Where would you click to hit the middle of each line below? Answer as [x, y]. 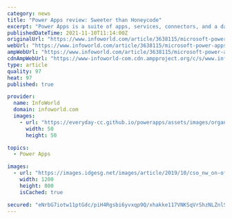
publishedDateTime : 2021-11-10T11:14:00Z [68, 33]
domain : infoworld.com [46, 110]
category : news [29, 13]
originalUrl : [26, 39]
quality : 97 [24, 71]
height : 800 [37, 186]
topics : [18, 148]
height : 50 [41, 135]
